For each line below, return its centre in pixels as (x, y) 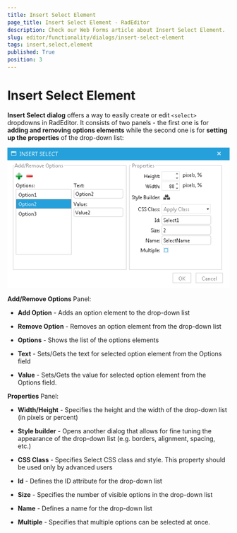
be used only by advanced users (65, 467)
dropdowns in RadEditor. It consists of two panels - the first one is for (108, 122)
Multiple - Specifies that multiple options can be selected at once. (114, 522)
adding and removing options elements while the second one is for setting (117, 130)
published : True (31, 52)
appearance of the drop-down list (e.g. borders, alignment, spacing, (116, 438)
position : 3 (25, 60)
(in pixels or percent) (48, 417)
